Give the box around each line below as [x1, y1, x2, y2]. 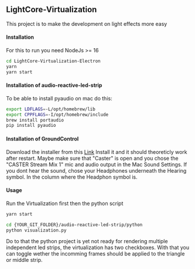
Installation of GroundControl [6, 135, 79, 142]
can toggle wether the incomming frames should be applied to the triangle [6, 250, 185, 257]
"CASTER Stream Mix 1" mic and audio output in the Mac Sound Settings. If [6, 161, 187, 168]
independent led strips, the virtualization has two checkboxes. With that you [6, 244, 189, 251]
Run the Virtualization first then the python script [6, 200, 124, 207]
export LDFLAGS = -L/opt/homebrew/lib [6, 106, 95, 112]
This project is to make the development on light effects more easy [6, 20, 167, 27]
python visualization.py [6, 227, 67, 233]
